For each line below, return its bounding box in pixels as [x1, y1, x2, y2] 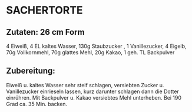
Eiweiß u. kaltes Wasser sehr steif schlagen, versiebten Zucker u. [6, 81, 164, 88]
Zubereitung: [6, 66, 56, 76]
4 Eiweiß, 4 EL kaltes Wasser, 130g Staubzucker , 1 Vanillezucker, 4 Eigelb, [6, 42, 187, 50]
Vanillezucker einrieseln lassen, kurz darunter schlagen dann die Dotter [6, 88, 180, 95]
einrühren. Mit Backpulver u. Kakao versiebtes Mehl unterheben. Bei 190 [6, 94, 181, 101]
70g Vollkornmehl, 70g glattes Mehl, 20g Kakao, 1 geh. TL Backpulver [6, 49, 175, 56]
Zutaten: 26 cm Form [6, 27, 85, 37]
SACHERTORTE [6, 4, 84, 17]
